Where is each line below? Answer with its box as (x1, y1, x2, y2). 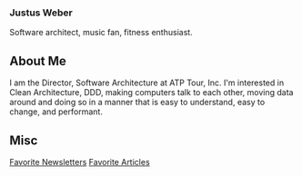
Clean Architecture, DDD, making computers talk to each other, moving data (9, 87, 294, 98)
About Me (9, 53, 66, 69)
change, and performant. (9, 106, 103, 117)
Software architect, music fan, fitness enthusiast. (9, 27, 193, 38)
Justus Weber (9, 6, 73, 19)
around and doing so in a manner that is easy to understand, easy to (9, 97, 266, 108)
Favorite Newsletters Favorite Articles (9, 156, 150, 167)
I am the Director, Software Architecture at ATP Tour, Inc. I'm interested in (9, 77, 285, 88)
